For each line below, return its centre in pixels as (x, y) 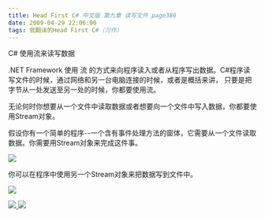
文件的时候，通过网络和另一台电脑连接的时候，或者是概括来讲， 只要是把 (133, 80)
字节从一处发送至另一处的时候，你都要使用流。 (84, 90)
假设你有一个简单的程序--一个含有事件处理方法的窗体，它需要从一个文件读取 (132, 133)
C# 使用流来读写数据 (42, 54)
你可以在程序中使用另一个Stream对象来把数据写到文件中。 (103, 175)
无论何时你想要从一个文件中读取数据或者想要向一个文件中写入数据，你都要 (129, 106)
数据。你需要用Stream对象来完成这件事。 (75, 143)
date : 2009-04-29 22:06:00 (52, 23)
